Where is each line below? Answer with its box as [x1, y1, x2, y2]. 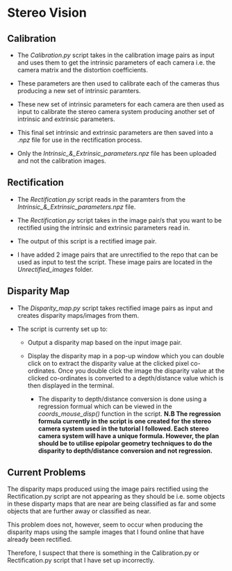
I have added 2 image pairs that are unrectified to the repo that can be [17, 250, 219, 259]
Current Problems [7, 467, 86, 478]
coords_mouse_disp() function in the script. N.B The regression [38, 409, 221, 418]
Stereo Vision [7, 5, 87, 21]
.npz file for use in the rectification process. [17, 136, 142, 144]
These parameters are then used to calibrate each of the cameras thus [17, 79, 220, 88]
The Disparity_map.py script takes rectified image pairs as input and [17, 304, 213, 312]
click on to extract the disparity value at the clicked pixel [27, 359, 190, 367]
